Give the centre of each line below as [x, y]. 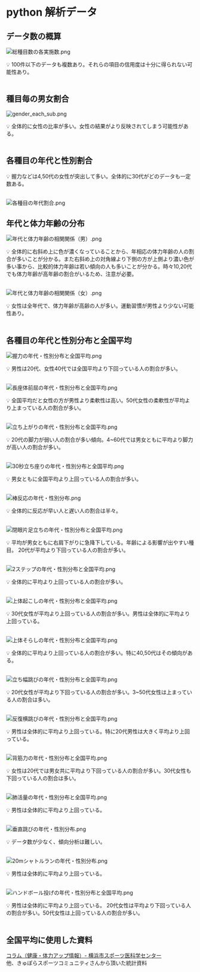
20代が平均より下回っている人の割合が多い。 [73, 550]
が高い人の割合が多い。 [35, 447]
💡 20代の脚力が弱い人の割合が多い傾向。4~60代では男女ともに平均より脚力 [100, 440]
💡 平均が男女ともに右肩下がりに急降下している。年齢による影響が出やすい [98, 543]
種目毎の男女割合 [38, 99]
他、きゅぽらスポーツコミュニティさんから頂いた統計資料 [77, 963]
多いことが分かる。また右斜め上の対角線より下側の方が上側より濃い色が [105, 259]
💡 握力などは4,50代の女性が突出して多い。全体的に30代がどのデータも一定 [99, 176]
